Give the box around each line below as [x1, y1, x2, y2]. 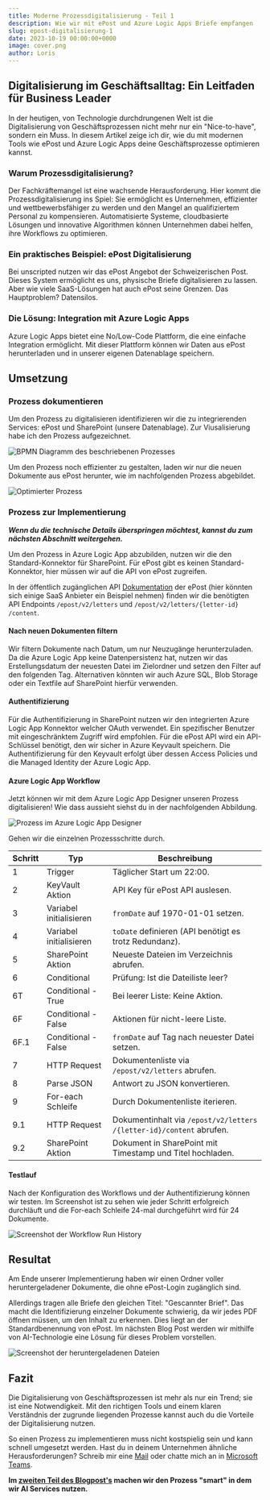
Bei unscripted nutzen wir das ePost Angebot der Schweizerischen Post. [8, 267, 249, 276]
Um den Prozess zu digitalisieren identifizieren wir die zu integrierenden [8, 414, 247, 424]
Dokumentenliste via [112, 1055, 190, 1066]
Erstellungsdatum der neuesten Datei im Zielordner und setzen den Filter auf [8, 661, 261, 671]
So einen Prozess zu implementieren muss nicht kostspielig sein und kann [8, 1434, 253, 1444]
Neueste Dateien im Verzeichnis [112, 949, 233, 960]
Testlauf [8, 1170, 37, 1179]
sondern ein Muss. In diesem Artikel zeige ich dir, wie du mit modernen [8, 130, 243, 139]
